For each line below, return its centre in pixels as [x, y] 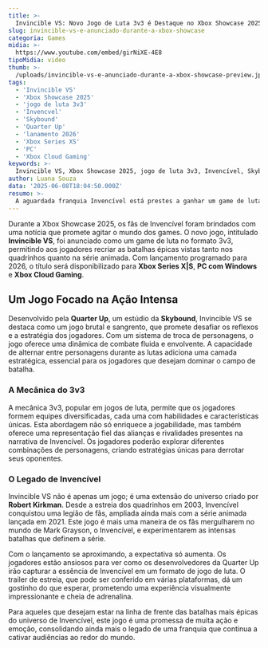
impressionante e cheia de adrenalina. [71, 596]
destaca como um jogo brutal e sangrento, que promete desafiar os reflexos [134, 327]
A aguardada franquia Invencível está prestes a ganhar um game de [130, 201]
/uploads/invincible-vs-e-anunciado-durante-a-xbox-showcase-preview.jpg [140, 75]
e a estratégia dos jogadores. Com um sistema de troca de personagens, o [131, 336]
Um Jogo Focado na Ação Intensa [93, 299]
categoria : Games [37, 38]
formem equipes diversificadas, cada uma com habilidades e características [134, 416]
